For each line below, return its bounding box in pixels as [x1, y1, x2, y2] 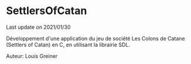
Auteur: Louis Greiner [6, 52, 58, 59]
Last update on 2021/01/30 [6, 23, 71, 31]
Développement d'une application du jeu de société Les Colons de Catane [6, 35, 186, 42]
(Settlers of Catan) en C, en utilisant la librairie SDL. [6, 41, 130, 48]
